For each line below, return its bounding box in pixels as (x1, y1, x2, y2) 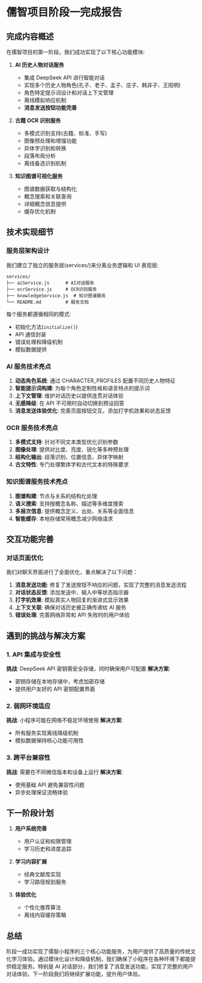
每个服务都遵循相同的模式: (6, 310, 72, 318)
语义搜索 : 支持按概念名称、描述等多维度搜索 (14, 500, 124, 507)
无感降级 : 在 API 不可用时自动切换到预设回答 (14, 399, 125, 407)
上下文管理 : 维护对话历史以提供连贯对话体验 (14, 392, 124, 399)
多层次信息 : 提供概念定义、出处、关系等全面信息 (14, 507, 134, 514)
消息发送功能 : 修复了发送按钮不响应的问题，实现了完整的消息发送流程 (14, 581, 187, 588)
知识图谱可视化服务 (14, 173, 63, 179)
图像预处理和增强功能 (23, 137, 77, 144)
